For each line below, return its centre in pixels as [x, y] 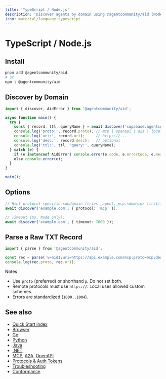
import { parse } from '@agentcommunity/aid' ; [54, 249]
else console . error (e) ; [39, 159]
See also [19, 312]
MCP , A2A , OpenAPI [33, 355]
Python [20, 340]
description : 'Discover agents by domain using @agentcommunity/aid [77, 14]
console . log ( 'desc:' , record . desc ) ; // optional [67, 141]
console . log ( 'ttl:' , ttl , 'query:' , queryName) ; [65, 145]
